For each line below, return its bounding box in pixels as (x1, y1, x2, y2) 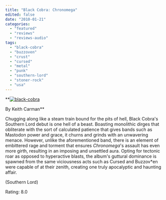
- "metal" (10, 63, 30, 69)
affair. (5, 169, 18, 175)
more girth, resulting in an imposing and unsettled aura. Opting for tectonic (5, 148, 160, 154)
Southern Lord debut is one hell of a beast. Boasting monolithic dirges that (5, 121, 159, 127)
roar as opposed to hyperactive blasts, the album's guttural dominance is (5, 153, 157, 159)
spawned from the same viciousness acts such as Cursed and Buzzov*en (5, 158, 158, 164)
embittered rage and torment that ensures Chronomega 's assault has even (5, 142, 160, 149)
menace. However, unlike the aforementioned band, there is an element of (5, 137, 159, 143)
